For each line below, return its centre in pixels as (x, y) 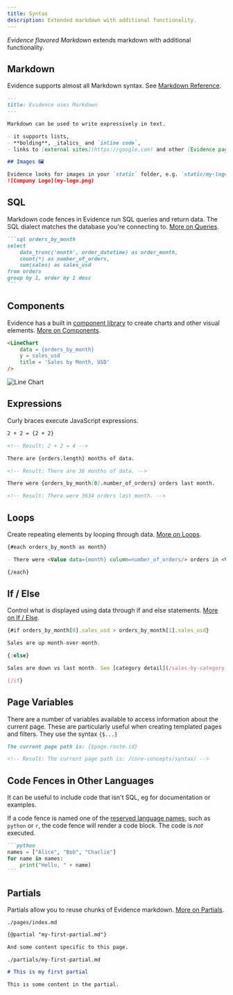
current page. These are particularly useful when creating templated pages (114, 726)
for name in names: (35, 858)
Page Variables (41, 702)
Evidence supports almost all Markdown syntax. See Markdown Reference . (114, 86)
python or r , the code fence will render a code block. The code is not (105, 826)
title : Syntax (28, 14)
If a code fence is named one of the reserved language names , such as (109, 818)
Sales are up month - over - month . (54, 643)
